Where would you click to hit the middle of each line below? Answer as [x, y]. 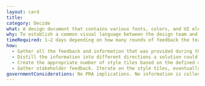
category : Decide [28, 23]
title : [15, 18]
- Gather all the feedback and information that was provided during [102, 51]
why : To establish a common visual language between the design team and [102, 35]
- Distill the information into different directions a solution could [105, 57]
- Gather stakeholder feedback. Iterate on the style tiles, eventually [106, 68]
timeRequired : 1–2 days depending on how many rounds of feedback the [98, 40]
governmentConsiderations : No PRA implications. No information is [94, 74]
